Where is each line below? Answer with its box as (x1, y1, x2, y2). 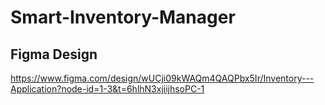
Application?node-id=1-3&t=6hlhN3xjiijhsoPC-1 (10, 83, 205, 95)
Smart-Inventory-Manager (10, 6, 236, 29)
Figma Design (10, 46, 98, 63)
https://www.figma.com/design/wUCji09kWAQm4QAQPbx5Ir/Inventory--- (10, 72, 315, 84)
